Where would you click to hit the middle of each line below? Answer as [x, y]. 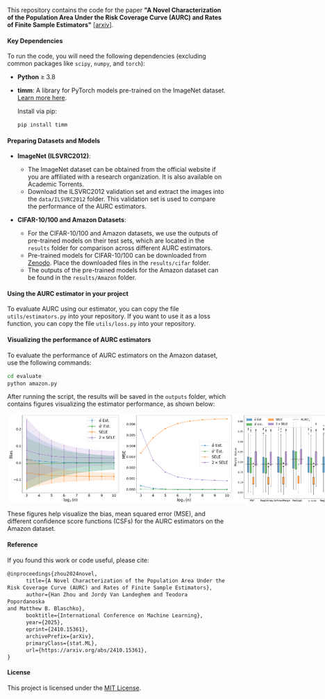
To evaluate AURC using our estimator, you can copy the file [93, 309]
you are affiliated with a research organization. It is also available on [125, 177]
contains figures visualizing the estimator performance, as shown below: [111, 404]
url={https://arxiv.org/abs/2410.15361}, [86, 650]
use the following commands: [49, 362]
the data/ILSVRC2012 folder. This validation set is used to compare [122, 199]
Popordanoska [26, 601]
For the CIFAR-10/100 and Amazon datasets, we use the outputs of [123, 233]
